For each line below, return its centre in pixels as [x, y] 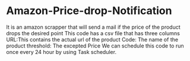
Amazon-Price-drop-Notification [89, 11]
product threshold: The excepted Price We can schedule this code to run [95, 46]
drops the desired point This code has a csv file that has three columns [93, 33]
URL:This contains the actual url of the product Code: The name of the [92, 39]
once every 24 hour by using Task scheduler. [61, 52]
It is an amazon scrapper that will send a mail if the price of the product [94, 27]
